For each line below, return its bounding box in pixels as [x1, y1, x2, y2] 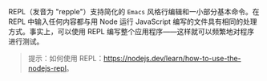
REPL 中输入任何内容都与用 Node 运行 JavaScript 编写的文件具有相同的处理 [8, 17, 257, 26]
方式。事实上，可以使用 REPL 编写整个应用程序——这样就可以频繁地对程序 [8, 27, 255, 36]
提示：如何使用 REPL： [27, 54, 104, 63]
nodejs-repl [27, 64, 67, 73]
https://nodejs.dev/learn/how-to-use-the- [103, 54, 242, 63]
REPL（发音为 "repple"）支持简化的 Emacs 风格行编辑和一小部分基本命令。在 [8, 7, 260, 16]
